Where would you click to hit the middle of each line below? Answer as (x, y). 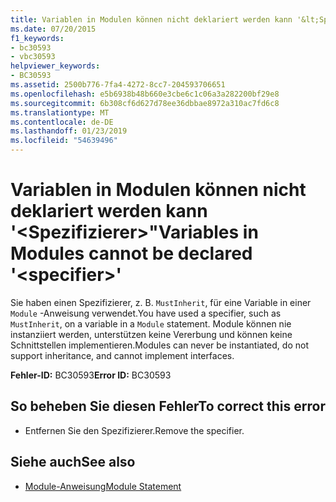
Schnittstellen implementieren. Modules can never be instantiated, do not (159, 345)
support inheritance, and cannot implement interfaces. (122, 355)
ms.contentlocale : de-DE (62, 122)
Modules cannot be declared (131, 253)
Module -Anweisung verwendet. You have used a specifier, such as (146, 313)
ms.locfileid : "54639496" (64, 141)
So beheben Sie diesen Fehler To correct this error (168, 406)
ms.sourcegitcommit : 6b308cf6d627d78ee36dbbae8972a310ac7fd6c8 (145, 103)
